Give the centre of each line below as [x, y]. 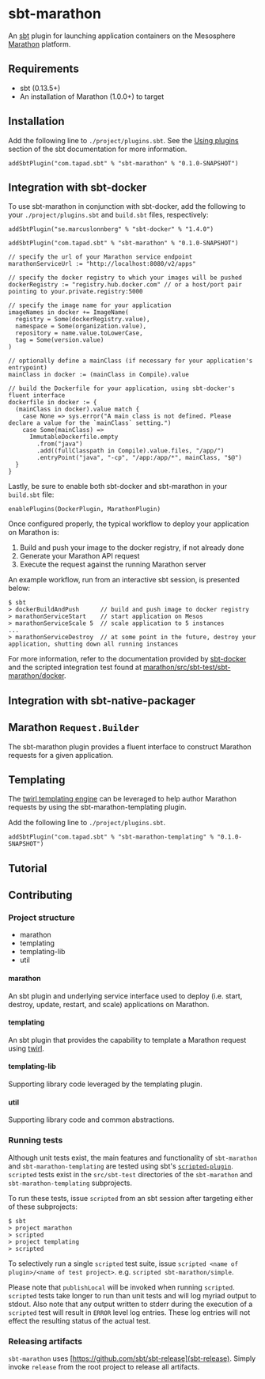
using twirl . [26, 1048]
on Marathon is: [34, 532]
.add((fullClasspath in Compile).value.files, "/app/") [131, 451]
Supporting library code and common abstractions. [91, 1119]
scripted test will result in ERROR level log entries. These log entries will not [129, 1312]
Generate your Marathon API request [79, 556]
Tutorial [28, 868]
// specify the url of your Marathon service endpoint [100, 257]
